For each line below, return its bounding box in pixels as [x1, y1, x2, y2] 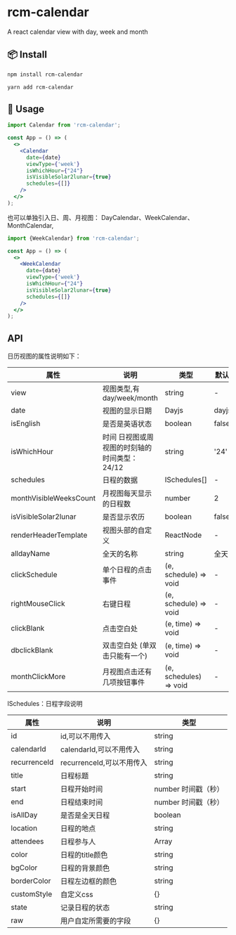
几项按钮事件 [102, 678, 145, 688]
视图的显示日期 [102, 406, 152, 415]
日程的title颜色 [60, 850, 108, 860]
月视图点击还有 [102, 667, 152, 677]
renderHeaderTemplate [11, 530, 88, 540]
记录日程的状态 [60, 903, 110, 913]
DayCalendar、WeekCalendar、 [100, 213, 194, 221]
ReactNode [164, 530, 202, 540]
